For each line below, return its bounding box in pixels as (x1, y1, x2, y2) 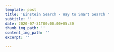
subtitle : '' (5, 16, 32, 21)
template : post (5, 7, 37, 12)
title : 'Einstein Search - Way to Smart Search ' (5, 12, 110, 17)
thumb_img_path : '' (5, 26, 46, 31)
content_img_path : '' (5, 30, 50, 35)
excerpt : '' (5, 35, 30, 40)
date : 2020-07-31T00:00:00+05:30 (5, 21, 74, 26)
